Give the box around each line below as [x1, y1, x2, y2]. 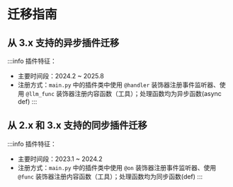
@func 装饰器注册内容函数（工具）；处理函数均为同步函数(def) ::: [17, 172, 203, 181]
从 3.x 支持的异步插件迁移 [7, 37, 120, 49]
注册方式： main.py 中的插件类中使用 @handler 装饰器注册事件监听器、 [17, 80, 220, 89]
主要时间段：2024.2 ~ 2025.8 [17, 72, 104, 80]
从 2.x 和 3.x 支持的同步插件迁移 [7, 119, 147, 131]
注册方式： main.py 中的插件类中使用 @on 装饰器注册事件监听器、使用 [17, 163, 217, 171]
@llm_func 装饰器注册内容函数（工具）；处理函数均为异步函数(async [25, 90, 222, 97]
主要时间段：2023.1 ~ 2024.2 [17, 155, 103, 163]
